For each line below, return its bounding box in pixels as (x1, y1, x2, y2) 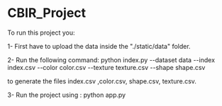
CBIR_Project (7, 5, 87, 21)
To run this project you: (7, 28, 75, 37)
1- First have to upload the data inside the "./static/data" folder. (7, 42, 191, 50)
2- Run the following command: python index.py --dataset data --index (7, 55, 215, 64)
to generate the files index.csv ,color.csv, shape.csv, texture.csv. (7, 76, 197, 86)
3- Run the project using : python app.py (7, 90, 126, 99)
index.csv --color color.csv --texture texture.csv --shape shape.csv (7, 63, 206, 71)
